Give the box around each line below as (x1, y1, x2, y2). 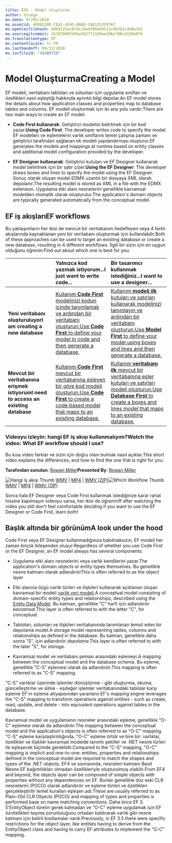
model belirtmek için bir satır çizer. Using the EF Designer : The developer (12, 164, 167, 170)
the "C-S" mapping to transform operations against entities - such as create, (5, 696, 167, 702)
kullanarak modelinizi (111, 300, 162, 307)
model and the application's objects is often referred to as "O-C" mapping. (5, 728, 163, 734)
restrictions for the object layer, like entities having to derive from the (5, 821, 151, 827)
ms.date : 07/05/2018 (5, 17, 50, 22)
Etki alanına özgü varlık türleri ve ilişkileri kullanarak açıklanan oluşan (12, 584, 158, 591)
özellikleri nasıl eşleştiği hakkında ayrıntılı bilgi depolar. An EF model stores (5, 95, 161, 101)
